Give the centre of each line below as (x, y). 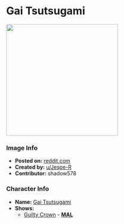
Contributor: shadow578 (45, 173)
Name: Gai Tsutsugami (43, 202)
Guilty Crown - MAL (48, 214)
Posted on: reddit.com (42, 161)
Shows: (24, 208)
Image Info (22, 148)
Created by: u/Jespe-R (43, 167)
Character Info (28, 189)
